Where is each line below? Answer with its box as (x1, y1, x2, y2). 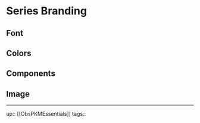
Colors (6, 48, 32, 58)
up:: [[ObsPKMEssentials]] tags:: (6, 110, 86, 118)
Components (6, 69, 55, 79)
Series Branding (6, 4, 87, 18)
